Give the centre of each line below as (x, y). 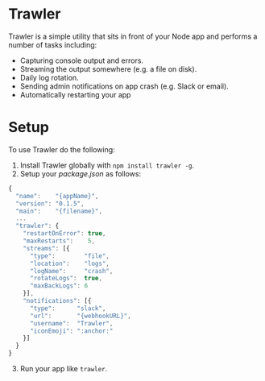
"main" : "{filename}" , (59, 211)
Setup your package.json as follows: (81, 173)
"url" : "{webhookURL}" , (80, 316)
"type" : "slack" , (68, 308)
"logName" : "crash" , (71, 271)
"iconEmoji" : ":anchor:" (71, 331)
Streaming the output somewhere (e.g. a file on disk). (108, 68)
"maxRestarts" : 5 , (59, 241)
